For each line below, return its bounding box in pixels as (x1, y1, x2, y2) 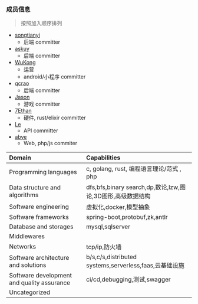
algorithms (9, 191, 39, 199)
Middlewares (9, 232, 45, 240)
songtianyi (14, 31, 40, 39)
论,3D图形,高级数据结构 (86, 192, 151, 200)
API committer (23, 127, 58, 134)
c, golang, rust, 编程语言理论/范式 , (86, 165, 181, 173)
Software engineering (9, 202, 70, 211)
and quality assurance (9, 279, 71, 287)
